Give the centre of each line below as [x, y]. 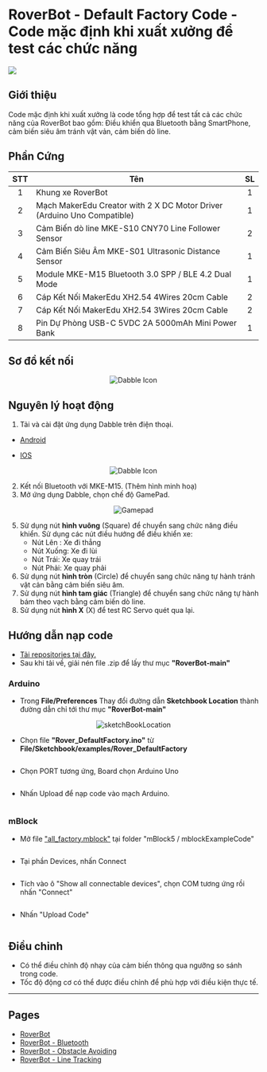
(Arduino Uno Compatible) [85, 215]
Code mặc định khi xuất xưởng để [121, 31]
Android [33, 440]
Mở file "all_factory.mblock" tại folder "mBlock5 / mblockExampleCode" [137, 838]
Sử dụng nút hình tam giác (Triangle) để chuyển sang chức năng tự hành [139, 593]
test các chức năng [73, 49]
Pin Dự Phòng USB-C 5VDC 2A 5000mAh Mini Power [136, 323]
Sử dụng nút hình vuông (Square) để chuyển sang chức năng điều [129, 526]
